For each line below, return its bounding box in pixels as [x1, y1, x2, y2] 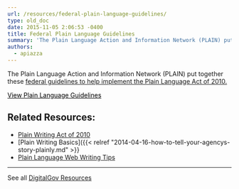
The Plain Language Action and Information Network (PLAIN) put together [7, 69, 224, 78]
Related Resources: [7, 112, 96, 124]
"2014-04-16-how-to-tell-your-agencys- [111, 138, 230, 146]
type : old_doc [7, 17, 50, 24]
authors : [7, 43, 33, 50]
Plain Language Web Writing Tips [17, 153, 116, 161]
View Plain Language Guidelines [7, 90, 102, 99]
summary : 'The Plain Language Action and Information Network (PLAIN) [7, 37, 221, 44]
